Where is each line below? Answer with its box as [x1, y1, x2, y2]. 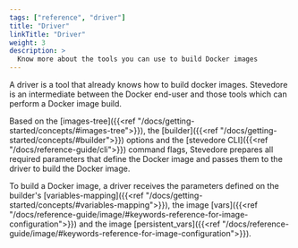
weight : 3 [9, 38, 47, 47]
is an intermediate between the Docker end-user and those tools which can [9, 89, 288, 99]
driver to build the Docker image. [9, 163, 131, 174]
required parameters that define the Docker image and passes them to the [9, 154, 284, 164]
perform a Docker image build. [9, 98, 123, 108]
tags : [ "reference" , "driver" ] [9, 13, 126, 22]
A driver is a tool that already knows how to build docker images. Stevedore [9, 80, 288, 90]
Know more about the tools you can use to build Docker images [17, 55, 258, 64]
